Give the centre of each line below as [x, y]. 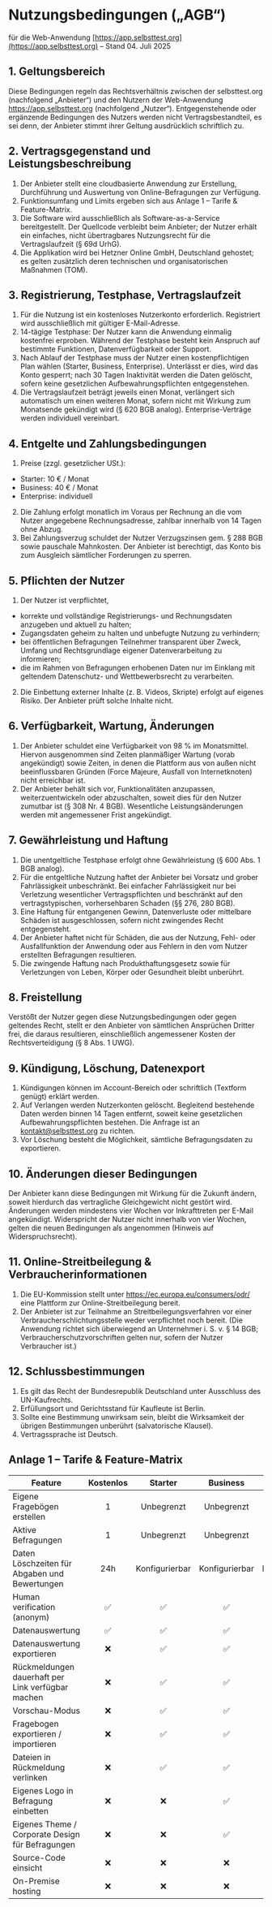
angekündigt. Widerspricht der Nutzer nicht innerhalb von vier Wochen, [127, 1219]
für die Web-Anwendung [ [52, 37]
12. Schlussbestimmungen [77, 1372]
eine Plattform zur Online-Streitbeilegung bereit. [100, 1303]
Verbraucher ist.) [48, 1346]
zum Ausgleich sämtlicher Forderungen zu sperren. [106, 555]
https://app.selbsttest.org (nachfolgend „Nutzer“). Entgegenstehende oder [132, 108]
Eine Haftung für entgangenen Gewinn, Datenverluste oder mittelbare [136, 912]
